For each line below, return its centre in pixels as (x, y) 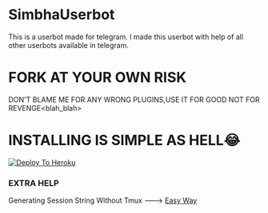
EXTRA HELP (34, 183)
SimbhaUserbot (62, 15)
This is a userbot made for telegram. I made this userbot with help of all (126, 37)
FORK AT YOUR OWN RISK (97, 78)
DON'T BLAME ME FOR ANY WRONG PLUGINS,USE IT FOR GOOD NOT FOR (134, 99)
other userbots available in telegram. (69, 45)
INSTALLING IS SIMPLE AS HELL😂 (124, 140)
